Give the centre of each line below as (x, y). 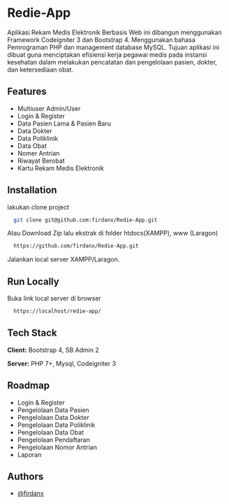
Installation (32, 190)
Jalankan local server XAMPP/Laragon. (64, 259)
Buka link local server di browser (54, 299)
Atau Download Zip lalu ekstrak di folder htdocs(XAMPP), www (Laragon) (113, 233)
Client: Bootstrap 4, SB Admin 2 (53, 350)
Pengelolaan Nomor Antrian (57, 447)
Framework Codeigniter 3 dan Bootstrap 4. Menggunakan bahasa (101, 39)
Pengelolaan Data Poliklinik (56, 425)
